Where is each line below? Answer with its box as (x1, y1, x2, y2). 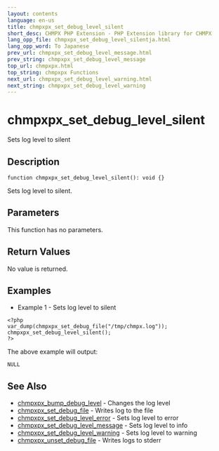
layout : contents (7, 10, 58, 18)
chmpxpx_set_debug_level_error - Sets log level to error (17, 414, 179, 422)
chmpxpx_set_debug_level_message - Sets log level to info (17, 422, 188, 430)
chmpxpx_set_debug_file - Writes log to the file (17, 406, 154, 415)
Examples (7, 285, 51, 297)
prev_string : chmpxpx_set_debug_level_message (7, 56, 146, 63)
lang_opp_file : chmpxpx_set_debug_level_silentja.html (7, 36, 171, 43)
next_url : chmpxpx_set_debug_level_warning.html (7, 75, 152, 83)
